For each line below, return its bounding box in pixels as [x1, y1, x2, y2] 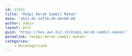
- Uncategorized [14, 43, 47, 48]
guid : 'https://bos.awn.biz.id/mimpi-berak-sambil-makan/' [5, 30, 128, 35]
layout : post [5, 25, 32, 30]
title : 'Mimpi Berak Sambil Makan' [5, 12, 78, 17]
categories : [5, 39, 29, 44]
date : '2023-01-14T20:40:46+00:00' [5, 16, 78, 21]
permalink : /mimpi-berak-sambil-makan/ [5, 35, 87, 39]
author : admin [5, 20, 34, 26]
